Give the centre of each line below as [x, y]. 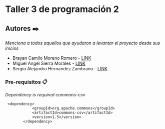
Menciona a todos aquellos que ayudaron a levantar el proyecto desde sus [83, 43]
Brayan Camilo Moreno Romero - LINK [52, 58]
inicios [12, 48]
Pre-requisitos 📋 [26, 82]
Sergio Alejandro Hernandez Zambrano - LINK [60, 69]
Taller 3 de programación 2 [62, 9]
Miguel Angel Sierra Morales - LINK [49, 63]
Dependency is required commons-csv [45, 95]
